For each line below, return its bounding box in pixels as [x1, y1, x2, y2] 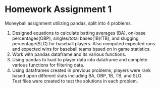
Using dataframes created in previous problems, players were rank [12, 67, 151, 73]
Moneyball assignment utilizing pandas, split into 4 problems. [5, 20, 132, 26]
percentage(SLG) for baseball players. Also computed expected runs [12, 40, 155, 46]
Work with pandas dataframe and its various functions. [12, 51, 127, 57]
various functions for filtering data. [12, 62, 84, 68]
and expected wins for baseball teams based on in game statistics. [12, 46, 151, 52]
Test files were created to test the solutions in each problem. [12, 78, 138, 84]
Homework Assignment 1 [5, 4, 112, 15]
